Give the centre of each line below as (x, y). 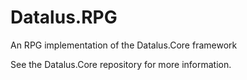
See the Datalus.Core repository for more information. (121, 64)
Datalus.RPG (64, 17)
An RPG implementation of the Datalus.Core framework (124, 45)
